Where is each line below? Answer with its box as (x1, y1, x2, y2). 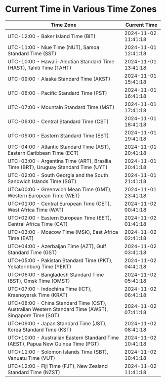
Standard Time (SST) (7, 50, 57, 57)
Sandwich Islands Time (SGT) (7, 178, 77, 185)
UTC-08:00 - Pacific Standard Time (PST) (7, 89, 107, 96)
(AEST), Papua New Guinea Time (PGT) (7, 340, 100, 347)
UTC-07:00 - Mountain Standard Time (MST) (7, 104, 115, 111)
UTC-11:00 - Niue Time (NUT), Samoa (7, 43, 100, 50)
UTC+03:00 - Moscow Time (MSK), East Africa (7, 228, 119, 235)
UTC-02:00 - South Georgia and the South (7, 171, 109, 178)
